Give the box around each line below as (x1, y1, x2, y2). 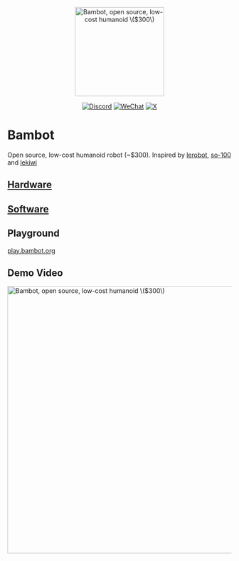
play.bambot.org (7, 246, 55, 254)
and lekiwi (7, 158, 38, 167)
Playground (7, 227, 60, 240)
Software (7, 203, 49, 215)
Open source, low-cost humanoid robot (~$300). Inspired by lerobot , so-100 (7, 150, 231, 159)
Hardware (7, 179, 52, 191)
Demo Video (7, 267, 63, 279)
